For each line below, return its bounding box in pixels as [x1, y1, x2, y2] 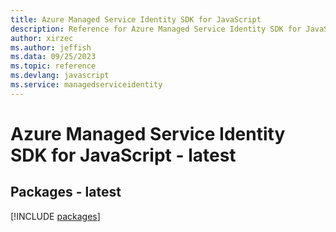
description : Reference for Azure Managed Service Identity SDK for [10, 24, 302, 34]
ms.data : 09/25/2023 [10, 52, 97, 62]
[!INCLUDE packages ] [10, 210, 101, 222]
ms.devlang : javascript [10, 71, 110, 81]
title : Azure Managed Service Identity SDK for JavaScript [10, 14, 262, 25]
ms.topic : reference [10, 61, 97, 71]
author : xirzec [10, 33, 74, 43]
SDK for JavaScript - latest [10, 144, 237, 166]
